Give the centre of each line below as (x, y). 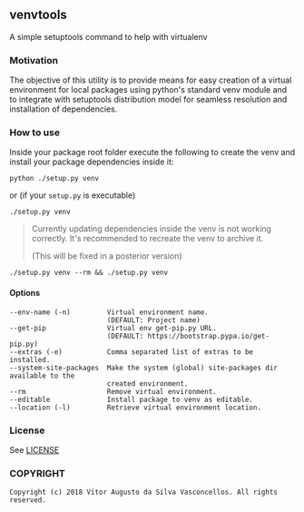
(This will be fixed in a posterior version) (107, 256)
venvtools (39, 15)
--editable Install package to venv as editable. (132, 399)
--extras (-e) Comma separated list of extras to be (132, 352)
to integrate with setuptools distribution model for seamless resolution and (148, 100)
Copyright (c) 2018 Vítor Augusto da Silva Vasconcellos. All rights (144, 492)
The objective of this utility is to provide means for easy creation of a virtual (151, 80)
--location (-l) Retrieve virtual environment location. (135, 408)
